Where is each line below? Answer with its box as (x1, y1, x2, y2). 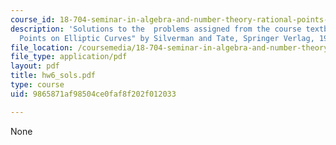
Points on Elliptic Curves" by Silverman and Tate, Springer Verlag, (19, 33, 315, 43)
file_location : (10, 42, 74, 53)
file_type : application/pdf (10, 52, 128, 62)
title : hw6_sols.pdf (10, 71, 97, 81)
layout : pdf (10, 61, 60, 71)
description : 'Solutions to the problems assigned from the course (10, 24, 302, 34)
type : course (10, 80, 65, 90)
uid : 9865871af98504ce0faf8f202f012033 (10, 89, 177, 99)
